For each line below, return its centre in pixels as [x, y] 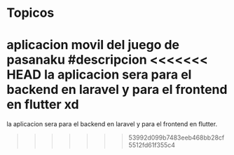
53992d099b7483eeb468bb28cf [177, 137]
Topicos [30, 13]
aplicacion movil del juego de [93, 45]
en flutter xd [43, 105]
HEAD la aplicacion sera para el [99, 75]
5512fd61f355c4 [152, 145]
